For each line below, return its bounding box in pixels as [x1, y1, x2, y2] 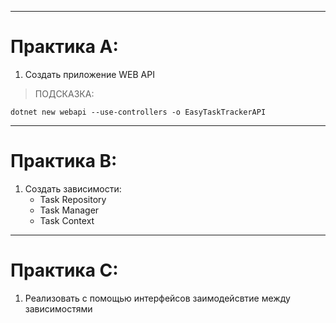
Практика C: [10, 259, 119, 282]
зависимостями [24, 302, 93, 315]
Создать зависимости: [24, 182, 122, 195]
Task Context [39, 214, 95, 226]
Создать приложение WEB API [24, 68, 155, 80]
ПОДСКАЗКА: [34, 87, 95, 100]
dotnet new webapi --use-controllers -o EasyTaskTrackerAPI [10, 107, 267, 117]
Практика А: [10, 36, 119, 58]
